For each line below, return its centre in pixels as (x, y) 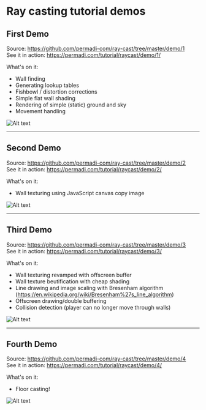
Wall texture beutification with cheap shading (72, 281)
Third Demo (29, 230)
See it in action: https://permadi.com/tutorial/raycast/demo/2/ (84, 169)
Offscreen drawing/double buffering (61, 300)
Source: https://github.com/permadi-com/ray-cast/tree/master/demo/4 (96, 359)
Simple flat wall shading (45, 98)
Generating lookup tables (47, 85)
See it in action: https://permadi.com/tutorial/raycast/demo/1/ (84, 55)
